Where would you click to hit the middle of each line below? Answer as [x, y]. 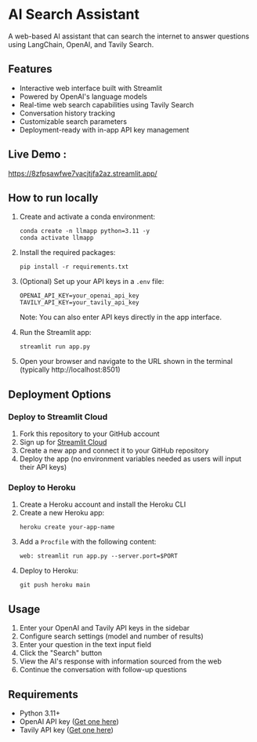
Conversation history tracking [67, 113]
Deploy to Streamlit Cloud [58, 416]
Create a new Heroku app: [62, 513]
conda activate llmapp [56, 238]
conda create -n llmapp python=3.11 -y [85, 231]
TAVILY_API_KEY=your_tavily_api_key [79, 303]
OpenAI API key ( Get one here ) [69, 721]
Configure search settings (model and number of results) [111, 636]
